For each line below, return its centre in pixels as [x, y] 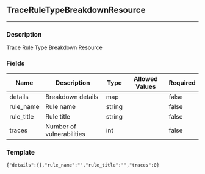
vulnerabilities [65, 134]
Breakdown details [72, 97]
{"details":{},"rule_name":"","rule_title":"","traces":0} [83, 165]
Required [182, 83]
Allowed [146, 79]
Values [146, 86]
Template [21, 153]
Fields [16, 63]
